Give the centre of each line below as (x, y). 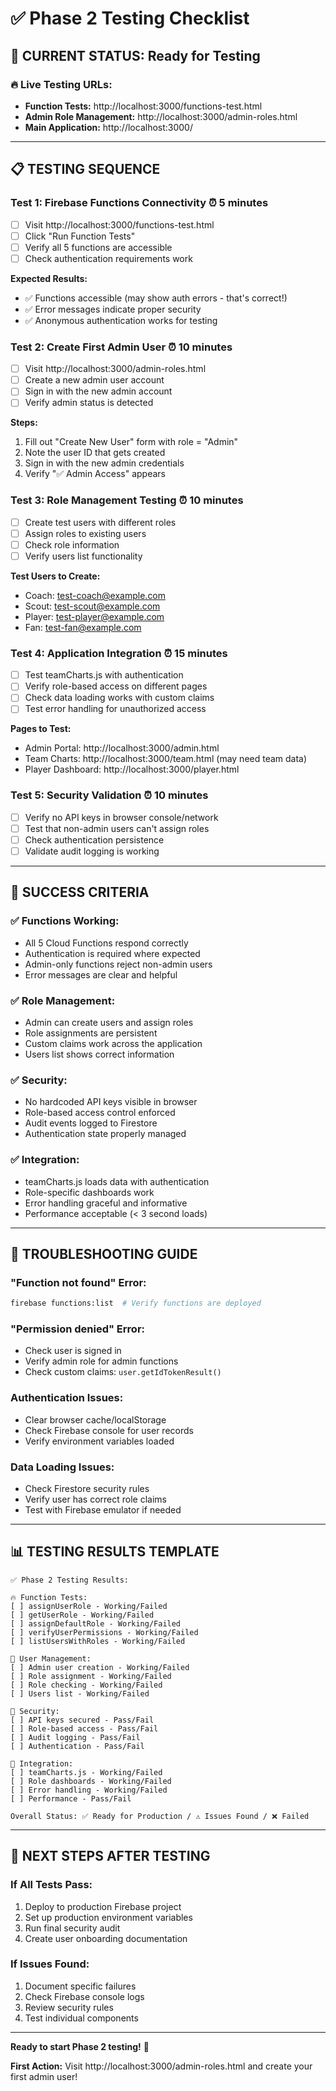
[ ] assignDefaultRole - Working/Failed (96, 1623)
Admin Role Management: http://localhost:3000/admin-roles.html (161, 116)
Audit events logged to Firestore (91, 1123)
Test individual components (81, 2018)
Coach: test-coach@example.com (95, 595)
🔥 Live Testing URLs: (61, 84)
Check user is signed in (73, 1351)
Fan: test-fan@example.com (83, 627)
